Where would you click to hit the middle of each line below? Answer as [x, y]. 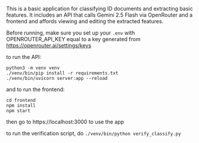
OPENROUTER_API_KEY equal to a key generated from [74, 39]
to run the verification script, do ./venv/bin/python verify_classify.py [94, 133]
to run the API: [24, 57]
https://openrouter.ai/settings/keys [49, 45]
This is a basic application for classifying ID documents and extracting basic [99, 9]
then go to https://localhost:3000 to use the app [65, 122]
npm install [21, 105]
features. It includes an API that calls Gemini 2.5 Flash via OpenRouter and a [99, 15]
